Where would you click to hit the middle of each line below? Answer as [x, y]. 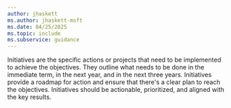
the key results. [29, 97]
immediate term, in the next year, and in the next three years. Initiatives [110, 75]
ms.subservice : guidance [43, 40]
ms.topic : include [34, 33]
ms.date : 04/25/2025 [37, 27]
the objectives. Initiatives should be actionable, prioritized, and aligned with [116, 90]
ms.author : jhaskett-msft [45, 20]
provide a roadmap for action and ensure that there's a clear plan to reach [114, 82]
